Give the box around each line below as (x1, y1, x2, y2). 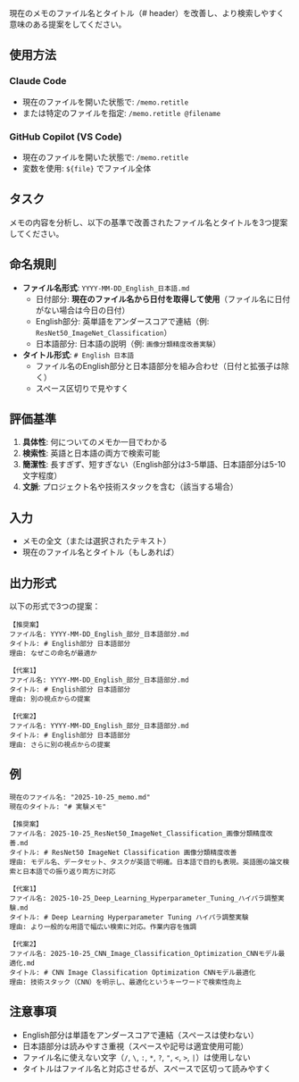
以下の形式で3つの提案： (9, 601, 101, 612)
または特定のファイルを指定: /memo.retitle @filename (21, 107, 221, 118)
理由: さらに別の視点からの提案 (9, 741, 111, 750)
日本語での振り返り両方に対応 (21, 867, 116, 876)
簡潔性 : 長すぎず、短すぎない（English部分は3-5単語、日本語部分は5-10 (21, 459, 287, 470)
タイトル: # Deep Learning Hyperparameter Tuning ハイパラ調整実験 (9, 912, 249, 922)
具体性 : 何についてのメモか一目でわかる (21, 437, 168, 448)
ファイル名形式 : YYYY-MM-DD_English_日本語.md (21, 282, 190, 293)
